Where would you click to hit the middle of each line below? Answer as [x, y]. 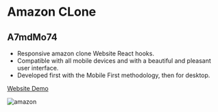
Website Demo [28, 88]
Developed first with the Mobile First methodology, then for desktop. [113, 75]
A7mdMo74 [32, 37]
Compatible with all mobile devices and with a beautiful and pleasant [114, 61]
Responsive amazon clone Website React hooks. [85, 53]
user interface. [38, 68]
